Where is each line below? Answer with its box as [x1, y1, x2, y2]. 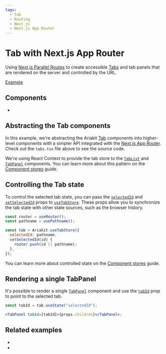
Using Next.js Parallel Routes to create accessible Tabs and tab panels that [5, 64, 160, 70]
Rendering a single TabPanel [5, 274, 96, 283]
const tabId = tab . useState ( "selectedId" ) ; [5, 303, 98, 308]
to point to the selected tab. [5, 293, 62, 299]
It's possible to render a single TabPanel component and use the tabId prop [5, 288, 160, 294]
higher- [142, 135, 158, 141]
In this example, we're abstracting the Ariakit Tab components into [5, 135, 142, 141]
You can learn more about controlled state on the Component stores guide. [5, 260, 160, 266]
